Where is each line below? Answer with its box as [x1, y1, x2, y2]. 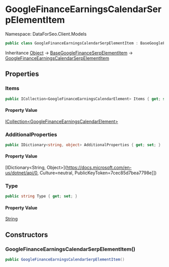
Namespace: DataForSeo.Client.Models [5, 31, 87, 37]
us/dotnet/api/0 [5, 170, 38, 176]
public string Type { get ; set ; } [5, 194, 78, 199]
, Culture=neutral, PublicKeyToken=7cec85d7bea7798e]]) [37, 170, 157, 176]
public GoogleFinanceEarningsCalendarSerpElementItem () [5, 257, 125, 262]
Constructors [5, 230, 48, 239]
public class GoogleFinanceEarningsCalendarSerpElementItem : [5, 40, 138, 46]
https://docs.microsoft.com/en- [66, 164, 132, 170]
